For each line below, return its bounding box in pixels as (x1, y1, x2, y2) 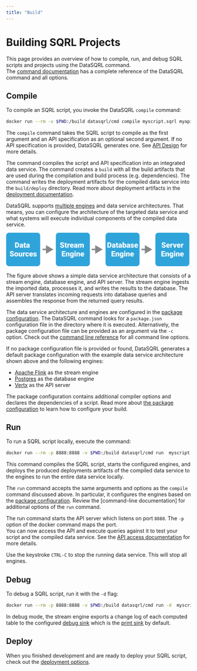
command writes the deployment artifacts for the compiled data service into (6, 179, 190, 186)
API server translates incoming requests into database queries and (6, 290, 167, 298)
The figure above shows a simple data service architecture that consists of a (6, 272, 191, 279)
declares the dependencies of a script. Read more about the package (6, 399, 174, 406)
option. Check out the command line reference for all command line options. (6, 333, 191, 341)
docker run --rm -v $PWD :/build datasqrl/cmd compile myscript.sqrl (6, 118, 177, 125)
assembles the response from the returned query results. (6, 297, 144, 304)
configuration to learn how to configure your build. (6, 405, 128, 412)
